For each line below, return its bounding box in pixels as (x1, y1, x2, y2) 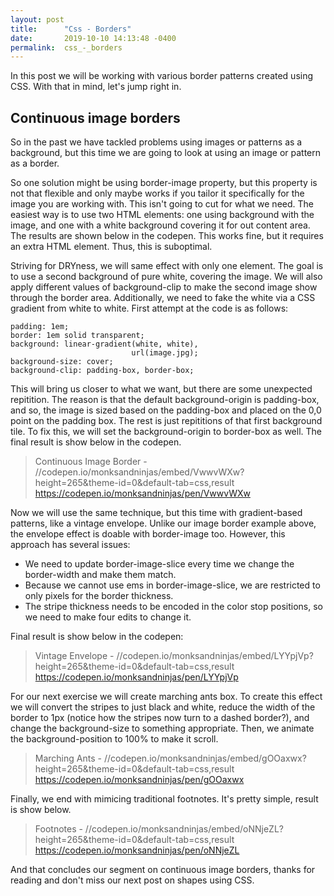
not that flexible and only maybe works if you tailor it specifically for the (10, 187, 305, 200)
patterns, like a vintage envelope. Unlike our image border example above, (10, 517, 317, 530)
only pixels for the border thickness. (24, 590, 174, 602)
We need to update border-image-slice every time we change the (24, 558, 295, 570)
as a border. (10, 157, 60, 170)
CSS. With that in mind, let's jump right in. (10, 81, 182, 93)
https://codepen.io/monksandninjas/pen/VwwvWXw (34, 487, 251, 500)
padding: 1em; (10, 322, 70, 332)
